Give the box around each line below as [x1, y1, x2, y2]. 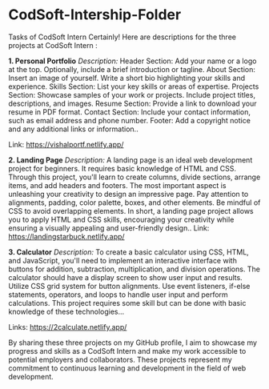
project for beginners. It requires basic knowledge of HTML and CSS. [8, 163, 236, 173]
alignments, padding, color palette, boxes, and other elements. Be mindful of [8, 198, 261, 207]
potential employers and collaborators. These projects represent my [8, 355, 232, 364]
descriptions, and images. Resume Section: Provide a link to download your [8, 98, 258, 108]
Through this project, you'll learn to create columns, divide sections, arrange [8, 172, 261, 182]
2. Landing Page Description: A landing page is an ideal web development [8, 154, 253, 165]
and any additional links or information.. [8, 124, 139, 134]
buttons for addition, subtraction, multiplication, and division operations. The [8, 264, 260, 274]
